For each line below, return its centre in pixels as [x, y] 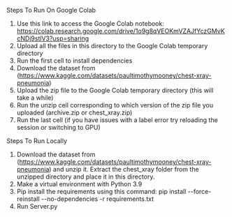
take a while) [35, 98]
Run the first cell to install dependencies [74, 61]
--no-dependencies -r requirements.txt [97, 199]
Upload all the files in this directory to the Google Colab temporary [112, 46]
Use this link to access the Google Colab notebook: [90, 23]
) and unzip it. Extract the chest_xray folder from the [124, 169]
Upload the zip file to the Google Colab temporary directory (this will [115, 90]
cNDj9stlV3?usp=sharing [53, 38]
